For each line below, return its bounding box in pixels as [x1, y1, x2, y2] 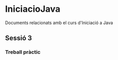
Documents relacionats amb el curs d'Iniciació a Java [5, 20, 113, 26]
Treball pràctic [5, 49, 41, 56]
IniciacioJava [5, 3, 60, 15]
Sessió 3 [5, 34, 32, 42]
